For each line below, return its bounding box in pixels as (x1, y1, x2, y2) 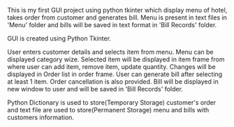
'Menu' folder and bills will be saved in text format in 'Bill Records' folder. (7, 21, 217, 29)
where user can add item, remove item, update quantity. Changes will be (7, 63, 216, 70)
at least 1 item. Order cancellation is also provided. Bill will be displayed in (7, 77, 219, 86)
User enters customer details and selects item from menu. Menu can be (7, 48, 214, 56)
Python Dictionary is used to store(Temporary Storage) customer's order (7, 98, 217, 107)
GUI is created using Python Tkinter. (7, 34, 112, 43)
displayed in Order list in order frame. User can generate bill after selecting (7, 70, 223, 78)
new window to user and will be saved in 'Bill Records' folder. (7, 85, 184, 93)
